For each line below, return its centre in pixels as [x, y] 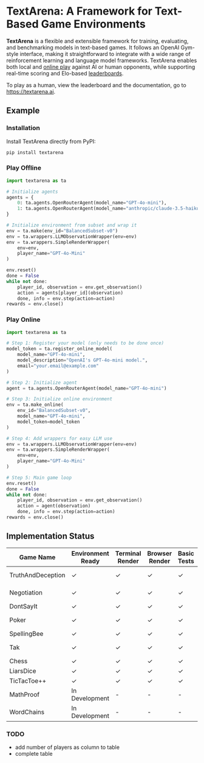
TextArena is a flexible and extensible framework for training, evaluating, [97, 41]
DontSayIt [23, 606]
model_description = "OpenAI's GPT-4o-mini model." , [83, 360]
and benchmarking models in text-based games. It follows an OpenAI [93, 47]
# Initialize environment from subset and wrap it [72, 225]
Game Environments [93, 24]
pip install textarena [35, 152]
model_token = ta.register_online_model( [59, 349]
